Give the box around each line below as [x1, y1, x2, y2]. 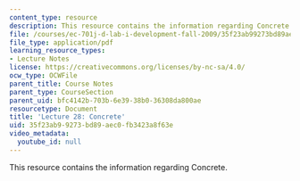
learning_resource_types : [9, 46, 105, 55]
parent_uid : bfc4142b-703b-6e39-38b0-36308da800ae [9, 95, 202, 105]
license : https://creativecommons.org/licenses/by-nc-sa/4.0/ [9, 63, 246, 72]
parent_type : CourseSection [9, 87, 114, 96]
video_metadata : [9, 129, 70, 138]
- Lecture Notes [9, 54, 70, 63]
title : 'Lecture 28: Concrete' [9, 112, 126, 121]
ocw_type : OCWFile [9, 71, 78, 80]
